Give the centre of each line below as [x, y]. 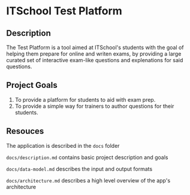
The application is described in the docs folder [63, 145]
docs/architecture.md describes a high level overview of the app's [88, 180]
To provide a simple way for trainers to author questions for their [94, 106]
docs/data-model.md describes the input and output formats [79, 169]
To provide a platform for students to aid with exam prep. [85, 99]
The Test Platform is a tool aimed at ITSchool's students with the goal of [95, 47]
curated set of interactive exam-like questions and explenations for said [95, 60]
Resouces [25, 131]
